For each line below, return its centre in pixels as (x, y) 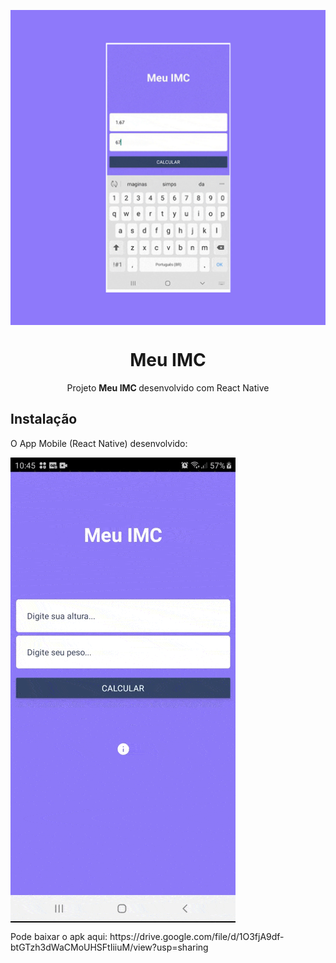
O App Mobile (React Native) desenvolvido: (99, 443)
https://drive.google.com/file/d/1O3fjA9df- (197, 936)
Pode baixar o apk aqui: (59, 936)
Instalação (44, 419)
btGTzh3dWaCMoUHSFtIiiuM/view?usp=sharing (109, 947)
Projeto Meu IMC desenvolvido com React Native (168, 387)
